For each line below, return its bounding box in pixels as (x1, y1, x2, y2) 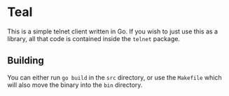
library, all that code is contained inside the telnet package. (7, 34, 181, 42)
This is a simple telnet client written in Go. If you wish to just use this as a (7, 27, 218, 35)
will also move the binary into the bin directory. (7, 81, 143, 89)
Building (7, 55, 44, 67)
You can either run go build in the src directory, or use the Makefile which (7, 73, 222, 81)
